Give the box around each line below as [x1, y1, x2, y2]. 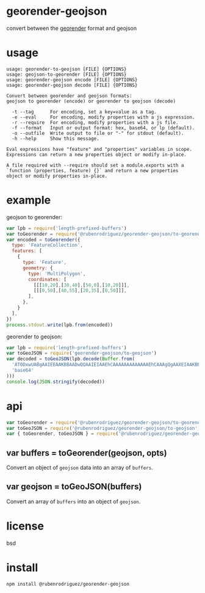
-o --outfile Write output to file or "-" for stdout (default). [12, 130, 184, 136]
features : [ [12, 248, 43, 254]
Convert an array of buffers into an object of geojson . [6, 498, 141, 505]
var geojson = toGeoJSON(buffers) [6, 481, 142, 492]
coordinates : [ [28, 276, 67, 282]
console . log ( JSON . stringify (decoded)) [6, 379, 105, 385]
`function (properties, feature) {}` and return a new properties [6, 167, 179, 173]
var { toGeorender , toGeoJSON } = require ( [6, 431, 119, 437]
